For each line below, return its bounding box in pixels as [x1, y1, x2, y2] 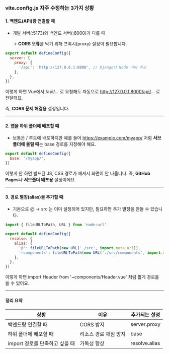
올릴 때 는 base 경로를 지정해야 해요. [26, 141, 97, 147]
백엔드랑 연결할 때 [8, 321, 48, 328]
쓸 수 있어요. [5, 280, 30, 287]
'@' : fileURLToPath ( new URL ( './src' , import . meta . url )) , [18, 245, 141, 250]
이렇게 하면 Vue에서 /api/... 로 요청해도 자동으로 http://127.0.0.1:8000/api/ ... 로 [5, 89, 160, 95]
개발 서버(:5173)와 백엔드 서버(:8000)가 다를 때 [12, 30, 106, 36]
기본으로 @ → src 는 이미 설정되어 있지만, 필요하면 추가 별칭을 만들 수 [12, 206, 149, 212]
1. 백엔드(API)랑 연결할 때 [5, 18, 55, 24]
